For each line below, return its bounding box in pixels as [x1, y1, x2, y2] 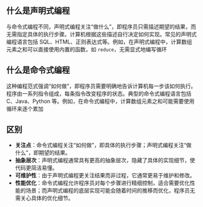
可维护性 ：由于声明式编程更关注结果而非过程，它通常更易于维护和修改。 [14, 172, 195, 179]
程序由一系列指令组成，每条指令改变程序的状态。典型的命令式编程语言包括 [6, 90, 192, 97]
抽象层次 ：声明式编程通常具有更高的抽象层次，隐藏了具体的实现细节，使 [14, 157, 195, 164]
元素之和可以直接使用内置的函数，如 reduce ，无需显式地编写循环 [6, 45, 167, 53]
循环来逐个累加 [6, 105, 43, 112]
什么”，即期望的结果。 [14, 149, 71, 156]
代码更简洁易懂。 [14, 164, 58, 171]
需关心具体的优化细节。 [14, 194, 74, 202]
